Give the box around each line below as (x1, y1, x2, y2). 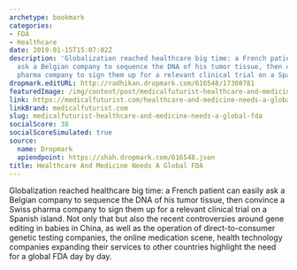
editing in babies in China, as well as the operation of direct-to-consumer (9, 223, 276, 234)
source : (9, 136, 38, 145)
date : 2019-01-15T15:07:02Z (9, 46, 113, 55)
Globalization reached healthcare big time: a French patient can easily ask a (9, 185, 286, 196)
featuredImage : (9, 87, 65, 96)
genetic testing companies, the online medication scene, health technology (9, 232, 283, 243)
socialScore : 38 (9, 120, 69, 129)
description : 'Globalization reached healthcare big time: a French (9, 54, 267, 63)
